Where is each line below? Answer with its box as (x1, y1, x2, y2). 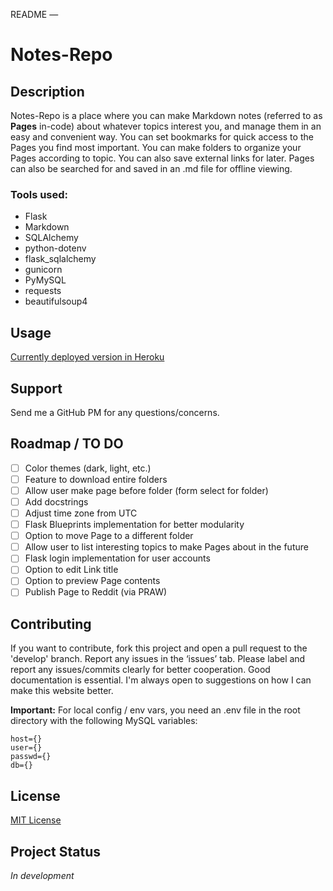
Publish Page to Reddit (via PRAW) (24, 586, 168, 598)
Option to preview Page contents (24, 575, 161, 587)
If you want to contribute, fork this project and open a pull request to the (10, 642, 308, 654)
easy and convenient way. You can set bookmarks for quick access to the (10, 131, 314, 143)
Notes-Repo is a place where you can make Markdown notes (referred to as (10, 110, 323, 121)
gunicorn (24, 264, 63, 276)
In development (10, 869, 75, 881)
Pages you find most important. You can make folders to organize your (10, 142, 302, 153)
